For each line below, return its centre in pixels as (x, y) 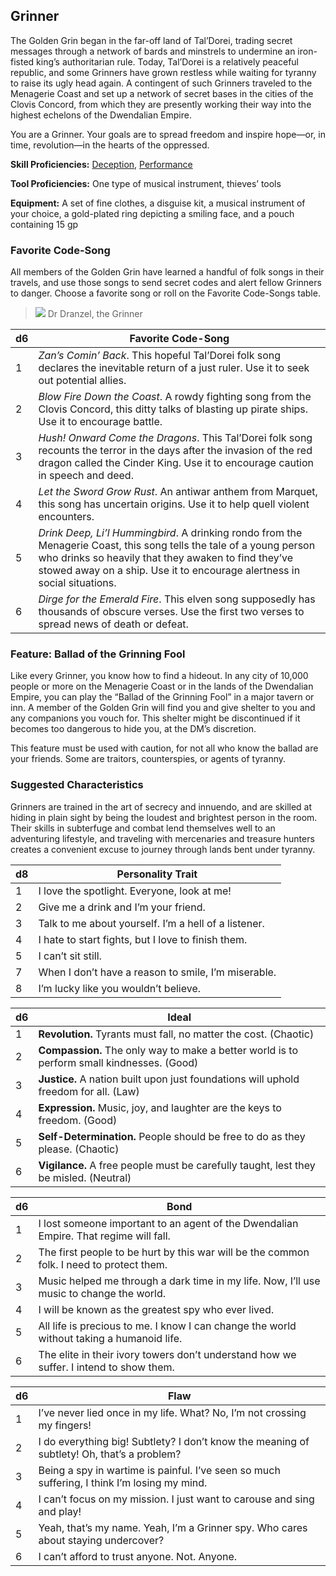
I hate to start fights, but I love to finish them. (143, 939)
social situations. (77, 583)
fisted (22, 61)
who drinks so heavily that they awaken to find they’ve (166, 558)
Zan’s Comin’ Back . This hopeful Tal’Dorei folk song (160, 356)
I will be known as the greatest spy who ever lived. (156, 1309)
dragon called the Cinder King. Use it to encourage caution (176, 463)
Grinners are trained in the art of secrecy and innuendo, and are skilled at (161, 806)
